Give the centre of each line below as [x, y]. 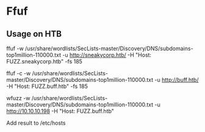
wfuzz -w [18, 98]
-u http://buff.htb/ [177, 80]
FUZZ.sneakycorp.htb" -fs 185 [44, 61]
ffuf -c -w [19, 73]
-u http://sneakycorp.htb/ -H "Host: [106, 55]
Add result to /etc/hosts [36, 123]
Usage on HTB [34, 34]
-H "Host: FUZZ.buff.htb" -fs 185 [47, 86]
